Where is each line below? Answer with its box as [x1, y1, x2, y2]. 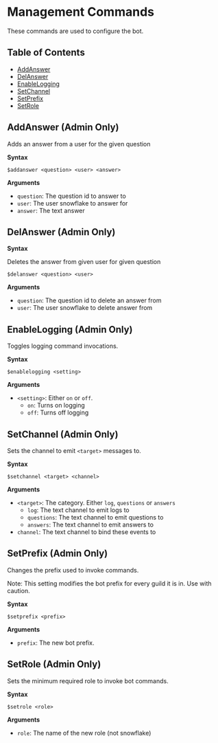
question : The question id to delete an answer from [16, 296, 162, 304]
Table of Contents [7, 47, 86, 58]
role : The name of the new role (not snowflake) [16, 729, 152, 737]
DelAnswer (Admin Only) [7, 226, 116, 238]
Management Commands [7, 4, 154, 20]
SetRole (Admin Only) [7, 658, 101, 670]
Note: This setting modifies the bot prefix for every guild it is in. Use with [7, 579, 212, 588]
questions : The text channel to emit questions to [27, 513, 164, 521]
